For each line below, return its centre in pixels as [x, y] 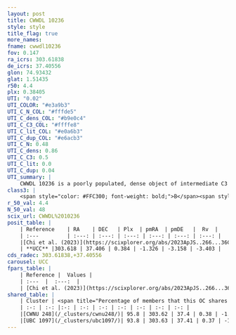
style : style [26, 27]
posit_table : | [29, 223]
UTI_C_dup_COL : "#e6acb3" [45, 138]
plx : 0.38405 [26, 92]
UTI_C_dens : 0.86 [33, 151]
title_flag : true [33, 33]
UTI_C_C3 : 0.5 [28, 158]
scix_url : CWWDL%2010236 [44, 216]
